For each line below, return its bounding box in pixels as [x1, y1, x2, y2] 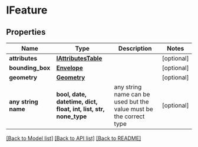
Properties [6, 27, 46, 37]
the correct [114, 112, 145, 121]
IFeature [6, 4, 48, 17]
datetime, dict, [56, 98, 98, 106]
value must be [114, 105, 153, 113]
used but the [114, 98, 149, 106]
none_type [56, 112, 87, 121]
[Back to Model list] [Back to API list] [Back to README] [6, 135, 141, 142]
